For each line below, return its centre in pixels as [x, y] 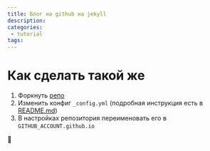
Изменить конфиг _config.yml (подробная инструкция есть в [110, 103]
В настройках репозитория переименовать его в [92, 118]
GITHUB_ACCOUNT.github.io [56, 126]
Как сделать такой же [76, 76]
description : [27, 21]
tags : [15, 41]
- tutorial [26, 34]
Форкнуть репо [41, 95]
